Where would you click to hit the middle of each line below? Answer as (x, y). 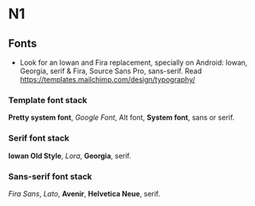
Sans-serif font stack (50, 176)
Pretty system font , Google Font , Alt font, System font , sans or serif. (122, 117)
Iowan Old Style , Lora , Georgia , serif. (70, 156)
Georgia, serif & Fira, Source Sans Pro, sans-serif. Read (111, 71)
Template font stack (48, 100)
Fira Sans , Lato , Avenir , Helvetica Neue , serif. (84, 193)
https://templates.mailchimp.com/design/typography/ (107, 79)
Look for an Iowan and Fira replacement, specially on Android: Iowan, (133, 62)
